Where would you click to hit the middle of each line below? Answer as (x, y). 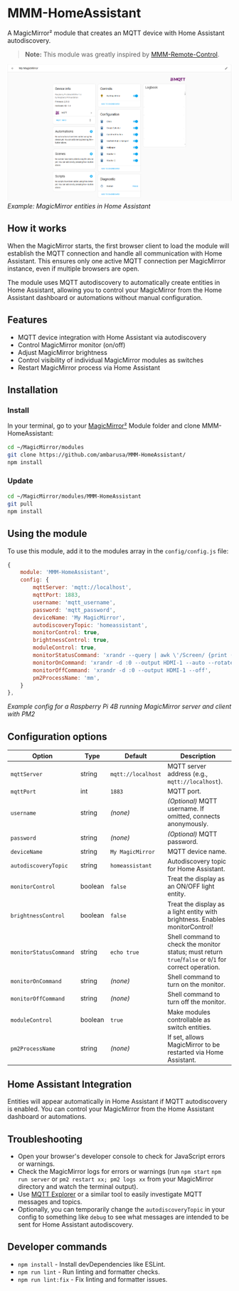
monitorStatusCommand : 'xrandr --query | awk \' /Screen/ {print (130, 655)
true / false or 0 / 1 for (197, 959)
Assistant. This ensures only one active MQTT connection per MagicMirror (117, 261)
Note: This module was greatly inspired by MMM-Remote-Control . (122, 54)
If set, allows (185, 1037)
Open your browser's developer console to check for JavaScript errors (121, 1156)
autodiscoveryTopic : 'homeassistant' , (90, 625)
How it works (37, 229)
